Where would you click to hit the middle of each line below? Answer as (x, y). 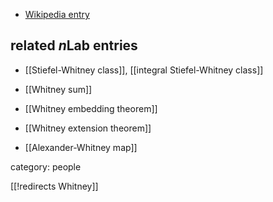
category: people (46, 166)
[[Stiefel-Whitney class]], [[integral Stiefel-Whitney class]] (144, 70)
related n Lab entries (74, 45)
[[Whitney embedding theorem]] (91, 108)
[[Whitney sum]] (58, 89)
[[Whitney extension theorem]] (88, 128)
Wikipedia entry (57, 14)
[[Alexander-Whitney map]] (81, 147)
